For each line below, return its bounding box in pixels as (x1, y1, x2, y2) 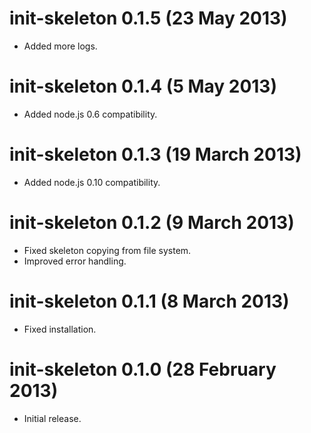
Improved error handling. (23, 255, 127, 267)
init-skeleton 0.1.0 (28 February (9, 358, 277, 381)
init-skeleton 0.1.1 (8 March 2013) (9, 290, 290, 312)
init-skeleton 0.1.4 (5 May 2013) (9, 75, 277, 98)
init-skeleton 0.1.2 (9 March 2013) (9, 212, 295, 234)
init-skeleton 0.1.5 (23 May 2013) (9, 7, 288, 30)
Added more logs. (23, 40, 98, 52)
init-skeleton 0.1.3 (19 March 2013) (9, 143, 302, 166)
